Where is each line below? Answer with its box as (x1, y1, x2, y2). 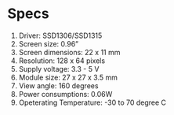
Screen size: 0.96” (18, 39, 79, 48)
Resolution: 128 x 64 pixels (18, 56, 106, 65)
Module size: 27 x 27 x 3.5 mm (18, 72, 118, 82)
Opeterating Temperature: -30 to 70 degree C (18, 98, 166, 107)
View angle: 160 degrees (18, 80, 99, 91)
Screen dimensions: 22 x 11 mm (18, 47, 121, 57)
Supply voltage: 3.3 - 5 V (18, 64, 100, 73)
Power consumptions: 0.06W (18, 89, 113, 98)
